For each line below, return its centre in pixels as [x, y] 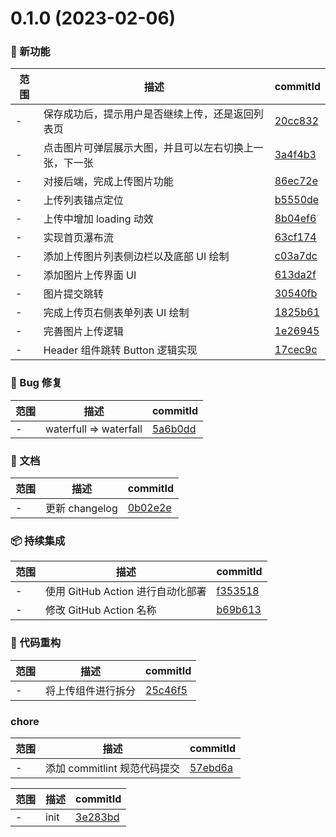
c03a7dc [296, 256]
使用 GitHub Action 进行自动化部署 [126, 592]
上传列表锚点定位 [83, 200]
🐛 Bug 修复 [36, 383]
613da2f [295, 275]
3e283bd [97, 817]
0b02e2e [149, 508]
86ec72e [296, 181]
